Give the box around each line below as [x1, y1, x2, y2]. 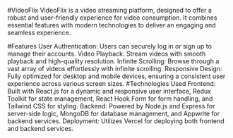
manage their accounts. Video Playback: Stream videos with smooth [7, 49, 206, 58]
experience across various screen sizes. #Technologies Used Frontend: [7, 80, 216, 87]
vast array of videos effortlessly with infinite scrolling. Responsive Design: [7, 65, 222, 73]
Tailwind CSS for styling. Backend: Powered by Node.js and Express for [7, 102, 215, 110]
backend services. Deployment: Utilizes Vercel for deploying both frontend [7, 117, 225, 125]
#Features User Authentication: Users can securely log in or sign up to [7, 42, 212, 50]
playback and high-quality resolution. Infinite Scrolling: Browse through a [7, 57, 220, 65]
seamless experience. [7, 28, 71, 37]
